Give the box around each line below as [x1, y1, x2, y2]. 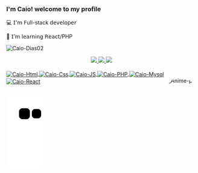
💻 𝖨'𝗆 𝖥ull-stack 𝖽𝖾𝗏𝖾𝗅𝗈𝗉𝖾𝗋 [6, 19, 77, 26]
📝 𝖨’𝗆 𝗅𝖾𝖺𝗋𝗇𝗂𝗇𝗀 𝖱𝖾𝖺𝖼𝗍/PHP [6, 33, 73, 41]
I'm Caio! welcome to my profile [6, 5, 101, 13]
